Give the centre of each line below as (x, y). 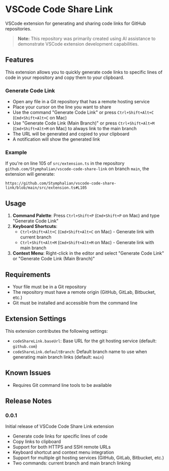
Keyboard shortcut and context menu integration (63, 452)
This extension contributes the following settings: (56, 331)
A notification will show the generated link (56, 139)
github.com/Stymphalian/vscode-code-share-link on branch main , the (77, 169)
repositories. (18, 28)
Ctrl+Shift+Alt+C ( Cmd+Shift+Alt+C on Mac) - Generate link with (87, 232)
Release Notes (29, 401)
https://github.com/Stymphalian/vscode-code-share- (61, 183)
